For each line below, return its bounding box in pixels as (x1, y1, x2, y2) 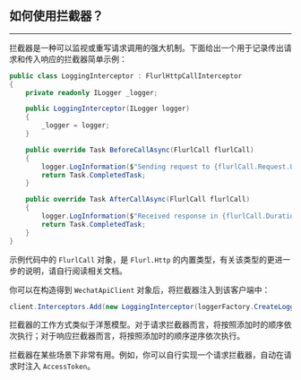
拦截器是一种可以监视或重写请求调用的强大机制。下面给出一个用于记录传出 (9, 42, 284, 53)
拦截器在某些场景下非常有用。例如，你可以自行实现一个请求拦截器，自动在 (9, 350, 284, 360)
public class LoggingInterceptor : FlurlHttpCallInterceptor (9, 71, 243, 81)
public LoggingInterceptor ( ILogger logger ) (25, 104, 191, 114)
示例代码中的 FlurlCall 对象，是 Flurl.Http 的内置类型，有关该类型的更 (9, 254, 275, 264)
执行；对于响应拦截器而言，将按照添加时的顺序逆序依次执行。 (16, 331, 245, 341)
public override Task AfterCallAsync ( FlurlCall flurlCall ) (25, 195, 251, 204)
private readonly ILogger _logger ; (25, 88, 159, 97)
